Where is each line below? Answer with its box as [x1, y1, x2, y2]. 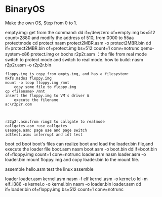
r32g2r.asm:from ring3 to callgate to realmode [5, 119, 105, 124]
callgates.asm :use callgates [5, 123, 68, 128]
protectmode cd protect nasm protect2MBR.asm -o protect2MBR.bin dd [5, 40, 152, 46]
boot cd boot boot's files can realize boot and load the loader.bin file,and [5, 141, 153, 147]
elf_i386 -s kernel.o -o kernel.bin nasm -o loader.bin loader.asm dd [5, 181, 142, 187]
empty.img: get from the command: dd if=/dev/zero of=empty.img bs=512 [5, 29, 156, 35]
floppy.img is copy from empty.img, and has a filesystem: [5, 71, 129, 76]
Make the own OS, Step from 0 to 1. [5, 20, 78, 26]
